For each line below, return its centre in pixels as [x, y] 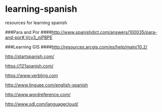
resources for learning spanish [36, 23]
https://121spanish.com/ [29, 66]
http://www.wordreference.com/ [38, 94]
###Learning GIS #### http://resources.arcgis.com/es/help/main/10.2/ [76, 47]
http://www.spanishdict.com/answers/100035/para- [104, 32]
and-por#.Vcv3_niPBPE [29, 37]
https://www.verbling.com [32, 75]
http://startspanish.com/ [30, 56]
